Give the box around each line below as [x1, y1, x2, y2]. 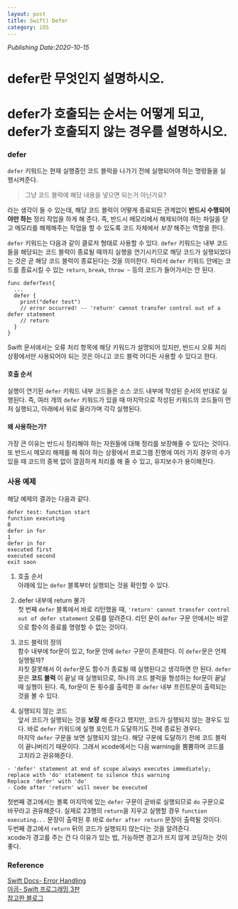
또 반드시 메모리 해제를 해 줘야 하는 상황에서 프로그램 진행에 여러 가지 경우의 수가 [7, 448, 231, 457]
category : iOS [7, 24, 50, 31]
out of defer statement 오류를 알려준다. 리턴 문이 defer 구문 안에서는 [17, 614, 215, 622]
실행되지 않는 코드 [17, 707, 67, 715]
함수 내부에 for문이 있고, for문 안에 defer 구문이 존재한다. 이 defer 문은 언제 [17, 647, 227, 655]
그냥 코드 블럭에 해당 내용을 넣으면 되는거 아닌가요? [24, 190, 167, 200]
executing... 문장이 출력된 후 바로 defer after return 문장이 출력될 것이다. [7, 815, 222, 823]
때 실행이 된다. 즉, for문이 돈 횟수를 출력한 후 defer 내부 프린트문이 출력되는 [17, 682, 227, 691]
